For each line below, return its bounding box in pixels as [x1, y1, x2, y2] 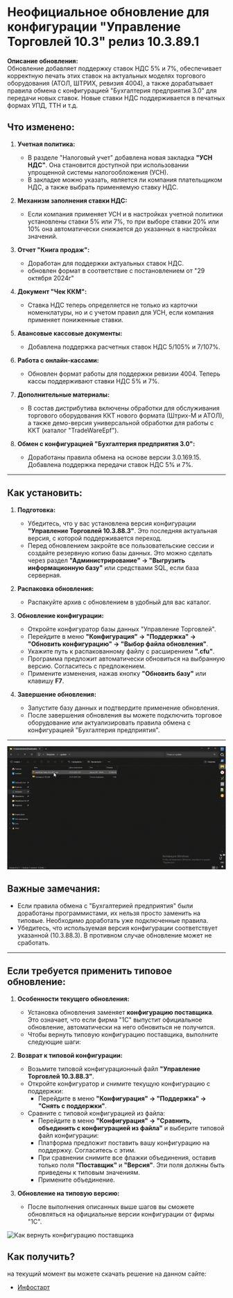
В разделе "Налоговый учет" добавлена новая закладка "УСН [27, 153, 213, 161]
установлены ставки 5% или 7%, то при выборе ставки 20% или [27, 217, 220, 225]
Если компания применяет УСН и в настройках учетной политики [27, 209, 223, 218]
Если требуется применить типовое [7, 965, 172, 977]
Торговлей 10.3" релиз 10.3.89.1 [7, 34, 200, 49]
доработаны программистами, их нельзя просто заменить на [17, 909, 201, 917]
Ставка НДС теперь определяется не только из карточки [27, 301, 198, 309]
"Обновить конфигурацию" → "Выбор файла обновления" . [27, 640, 209, 648]
